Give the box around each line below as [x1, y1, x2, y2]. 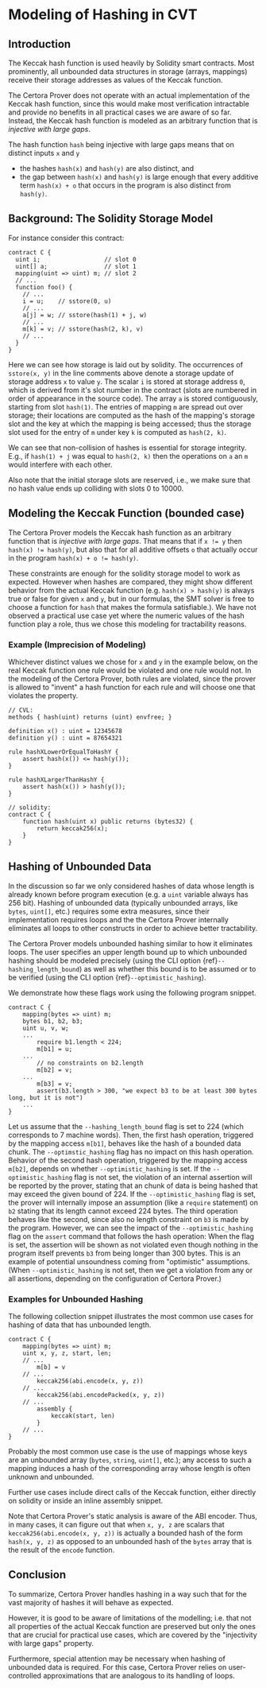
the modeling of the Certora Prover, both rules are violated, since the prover [8, 673, 256, 683]
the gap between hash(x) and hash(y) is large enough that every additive [19, 173, 259, 181]
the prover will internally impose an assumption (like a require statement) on [8, 1197, 258, 1207]
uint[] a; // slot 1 [15, 262, 137, 270]
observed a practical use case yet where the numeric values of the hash [8, 611, 245, 620]
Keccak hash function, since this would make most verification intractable [8, 99, 250, 108]
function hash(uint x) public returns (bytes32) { [22, 817, 194, 825]
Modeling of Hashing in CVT [8, 6, 199, 24]
